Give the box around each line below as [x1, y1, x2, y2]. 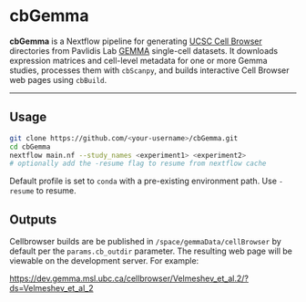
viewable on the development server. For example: [9, 255, 199, 266]
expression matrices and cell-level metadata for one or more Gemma [9, 55, 268, 66]
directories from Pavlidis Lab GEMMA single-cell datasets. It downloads [9, 45, 279, 56]
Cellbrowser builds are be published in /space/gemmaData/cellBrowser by [9, 236, 282, 247]
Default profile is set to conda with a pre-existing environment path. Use [9, 175, 278, 187]
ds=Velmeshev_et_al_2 [9, 283, 94, 294]
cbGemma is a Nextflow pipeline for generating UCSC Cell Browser [9, 36, 262, 47]
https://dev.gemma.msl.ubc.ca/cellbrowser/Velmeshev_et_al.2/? [9, 273, 249, 284]
